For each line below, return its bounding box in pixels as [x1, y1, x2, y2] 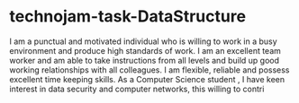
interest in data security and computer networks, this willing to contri [9, 83, 265, 94]
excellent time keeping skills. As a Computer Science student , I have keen [9, 73, 285, 84]
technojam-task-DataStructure [9, 6, 246, 27]
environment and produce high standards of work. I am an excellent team [9, 45, 282, 56]
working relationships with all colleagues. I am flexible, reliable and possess [9, 64, 290, 75]
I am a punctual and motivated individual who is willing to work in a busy [9, 36, 277, 47]
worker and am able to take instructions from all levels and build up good [9, 55, 280, 65]
